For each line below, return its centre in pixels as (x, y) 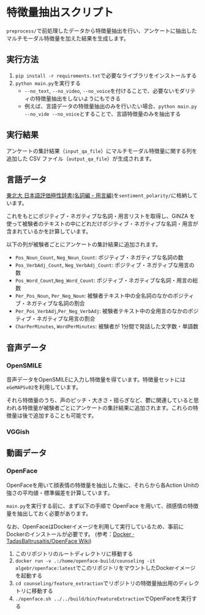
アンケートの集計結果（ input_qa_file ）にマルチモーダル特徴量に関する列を (102, 151)
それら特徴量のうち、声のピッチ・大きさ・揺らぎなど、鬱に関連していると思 (102, 400)
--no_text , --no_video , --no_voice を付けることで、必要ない (99, 91)
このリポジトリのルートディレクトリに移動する (74, 553)
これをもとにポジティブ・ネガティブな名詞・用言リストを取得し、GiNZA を (101, 216)
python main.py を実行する (48, 83)
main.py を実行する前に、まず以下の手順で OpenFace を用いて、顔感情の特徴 (102, 505)
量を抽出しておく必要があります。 (49, 513)
